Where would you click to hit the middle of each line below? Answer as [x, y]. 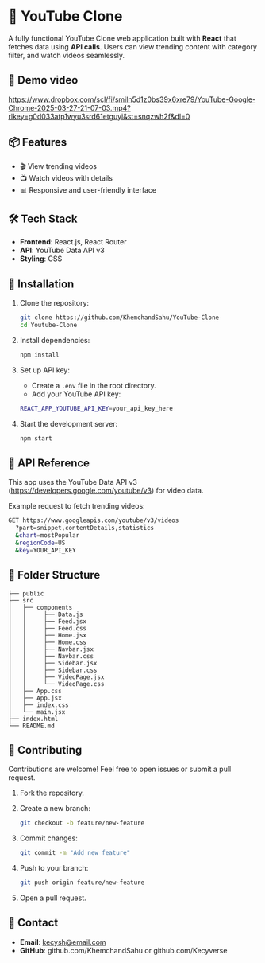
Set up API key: [44, 370]
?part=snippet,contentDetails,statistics [85, 528]
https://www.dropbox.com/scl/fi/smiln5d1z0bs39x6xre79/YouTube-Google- [132, 99]
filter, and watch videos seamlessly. [67, 55]
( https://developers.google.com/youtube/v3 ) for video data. [106, 491]
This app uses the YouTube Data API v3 [73, 482]
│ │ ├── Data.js [46, 614]
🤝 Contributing [45, 750]
